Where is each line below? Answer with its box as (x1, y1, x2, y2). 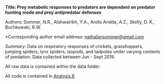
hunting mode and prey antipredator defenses (5, 9, 102, 15)
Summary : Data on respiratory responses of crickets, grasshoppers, (5, 43, 144, 49)
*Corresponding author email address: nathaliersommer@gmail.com (5, 34, 144, 40)
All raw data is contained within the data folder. (5, 64, 100, 69)
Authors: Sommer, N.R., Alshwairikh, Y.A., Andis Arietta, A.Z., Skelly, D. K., (5, 19, 155, 25)
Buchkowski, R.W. (5, 24, 41, 30)
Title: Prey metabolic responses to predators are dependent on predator (5, 4, 156, 10)
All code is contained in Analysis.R (5, 73, 75, 79)
